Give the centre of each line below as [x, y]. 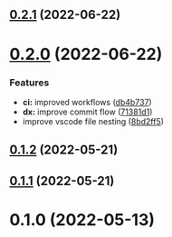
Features [29, 83]
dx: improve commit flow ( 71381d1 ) [87, 112]
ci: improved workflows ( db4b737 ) [87, 102]
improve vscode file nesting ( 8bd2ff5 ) [93, 121]
